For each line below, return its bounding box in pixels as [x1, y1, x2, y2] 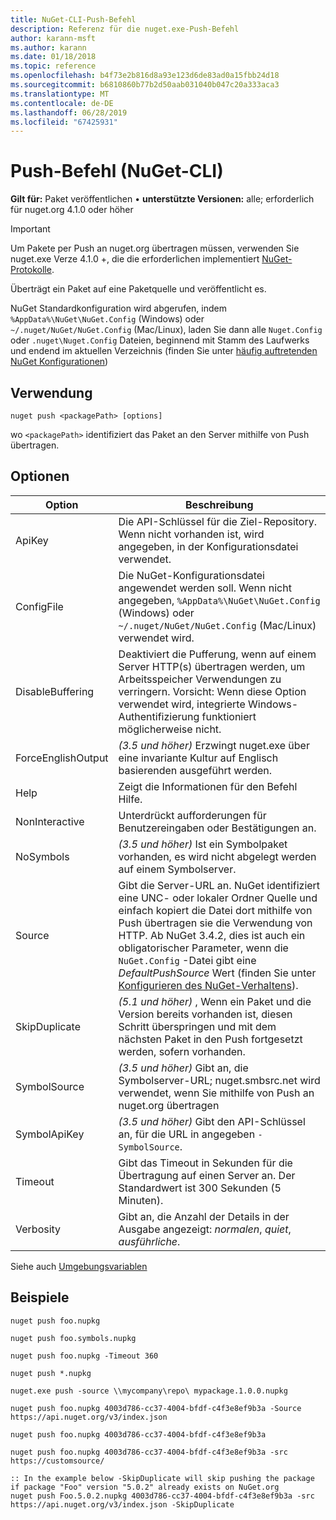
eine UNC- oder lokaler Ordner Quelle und [118, 891, 318, 905]
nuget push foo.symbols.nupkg [10, 1333, 137, 1343]
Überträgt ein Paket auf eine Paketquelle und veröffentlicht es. [10, 283, 267, 295]
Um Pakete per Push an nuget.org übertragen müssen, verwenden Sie [10, 242, 300, 255]
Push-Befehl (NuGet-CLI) [10, 160, 224, 183]
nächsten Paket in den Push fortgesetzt [118, 1032, 303, 1046]
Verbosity [15, 1222, 62, 1236]
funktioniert [201, 709, 257, 723]
